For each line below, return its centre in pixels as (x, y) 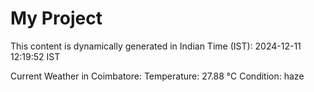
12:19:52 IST (35, 56)
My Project (56, 18)
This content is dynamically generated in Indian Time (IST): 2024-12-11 (156, 46)
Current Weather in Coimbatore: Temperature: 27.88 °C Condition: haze (157, 76)
